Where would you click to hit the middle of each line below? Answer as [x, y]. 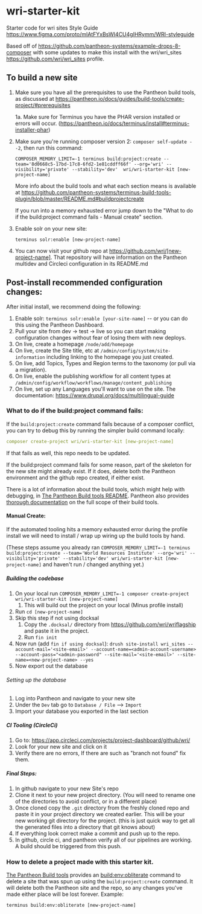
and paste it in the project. [56, 631]
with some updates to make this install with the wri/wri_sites [107, 52]
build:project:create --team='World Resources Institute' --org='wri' [97, 553]
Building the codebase [35, 578]
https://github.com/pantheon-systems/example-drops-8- [109, 46]
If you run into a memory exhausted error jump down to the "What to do [104, 210]
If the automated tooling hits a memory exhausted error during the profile [97, 529]
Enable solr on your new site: [51, 228]
